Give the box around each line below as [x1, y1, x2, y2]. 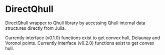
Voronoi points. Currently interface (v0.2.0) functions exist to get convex [5, 40, 154, 46]
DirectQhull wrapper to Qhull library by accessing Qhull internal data [5, 20, 146, 26]
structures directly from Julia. [5, 25, 66, 31]
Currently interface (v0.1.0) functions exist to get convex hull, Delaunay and [5, 35, 160, 41]
